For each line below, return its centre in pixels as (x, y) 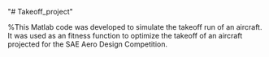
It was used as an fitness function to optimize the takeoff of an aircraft (125, 36)
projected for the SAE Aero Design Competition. (88, 44)
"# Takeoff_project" (41, 12)
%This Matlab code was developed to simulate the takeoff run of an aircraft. (135, 27)
